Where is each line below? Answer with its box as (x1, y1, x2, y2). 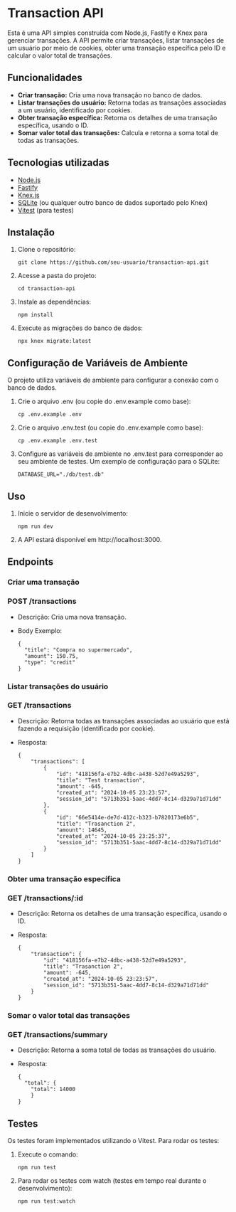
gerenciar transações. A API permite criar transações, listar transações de (7, 36, 224, 44)
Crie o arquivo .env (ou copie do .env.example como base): (17, 397, 191, 406)
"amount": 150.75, (24, 652, 79, 659)
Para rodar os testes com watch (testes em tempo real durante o (17, 1176, 207, 1185)
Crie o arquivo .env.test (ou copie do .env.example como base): (17, 423, 204, 432)
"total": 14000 (31, 1086, 76, 1093)
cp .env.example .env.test (17, 437, 98, 445)
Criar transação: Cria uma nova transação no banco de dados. (17, 90, 203, 99)
